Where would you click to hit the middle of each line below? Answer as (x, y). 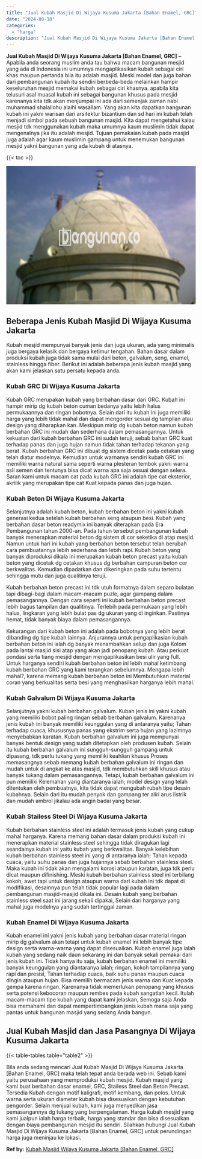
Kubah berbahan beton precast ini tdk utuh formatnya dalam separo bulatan (100, 588)
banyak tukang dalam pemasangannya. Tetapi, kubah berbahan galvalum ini (100, 775)
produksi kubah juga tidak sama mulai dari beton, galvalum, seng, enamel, (98, 358)
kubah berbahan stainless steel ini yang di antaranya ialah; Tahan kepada (97, 855)
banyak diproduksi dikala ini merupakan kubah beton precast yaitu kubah (97, 557)
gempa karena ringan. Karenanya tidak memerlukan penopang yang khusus (100, 986)
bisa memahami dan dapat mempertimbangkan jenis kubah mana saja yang (100, 1006)
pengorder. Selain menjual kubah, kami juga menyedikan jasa (82, 1105)
